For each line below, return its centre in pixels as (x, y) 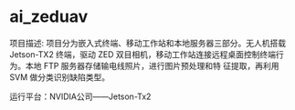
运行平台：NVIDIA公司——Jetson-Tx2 (80, 96)
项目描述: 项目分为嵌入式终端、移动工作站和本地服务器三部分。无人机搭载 (147, 43)
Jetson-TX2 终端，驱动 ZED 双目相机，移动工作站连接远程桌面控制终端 (143, 54)
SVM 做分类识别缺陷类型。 (60, 77)
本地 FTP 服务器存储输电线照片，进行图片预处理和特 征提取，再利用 (153, 65)
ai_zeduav (49, 17)
